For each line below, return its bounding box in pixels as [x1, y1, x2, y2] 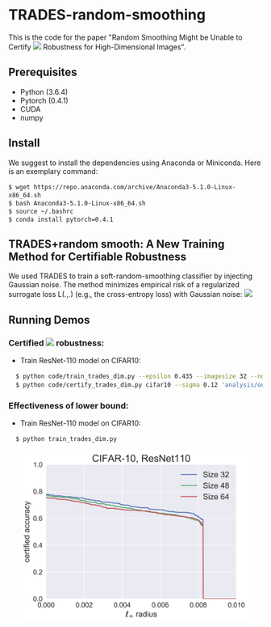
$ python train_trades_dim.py [15, 435, 117, 443]
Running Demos [8, 313, 90, 327]
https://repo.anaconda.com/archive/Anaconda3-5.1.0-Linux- [33, 183, 236, 191]
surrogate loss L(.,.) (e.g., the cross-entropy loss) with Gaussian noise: [8, 290, 243, 299]
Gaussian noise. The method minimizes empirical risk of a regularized [8, 280, 240, 290]
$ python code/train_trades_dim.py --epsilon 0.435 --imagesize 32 [15, 372, 248, 381]
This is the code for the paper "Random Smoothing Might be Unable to [8, 32, 244, 42]
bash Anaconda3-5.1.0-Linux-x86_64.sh [15, 199, 147, 207]
